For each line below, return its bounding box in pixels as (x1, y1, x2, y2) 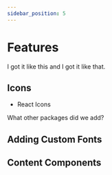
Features (7, 39, 59, 55)
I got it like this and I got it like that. (7, 62, 106, 71)
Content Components (7, 157, 102, 169)
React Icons (16, 100, 52, 108)
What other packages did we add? (7, 114, 104, 122)
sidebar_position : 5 (7, 10, 67, 17)
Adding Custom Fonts (7, 133, 102, 145)
